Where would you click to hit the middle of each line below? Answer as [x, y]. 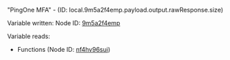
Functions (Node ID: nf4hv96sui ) [64, 49]
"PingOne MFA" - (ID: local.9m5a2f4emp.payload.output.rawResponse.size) [115, 10]
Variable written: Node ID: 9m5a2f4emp [64, 23]
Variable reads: [29, 36]
